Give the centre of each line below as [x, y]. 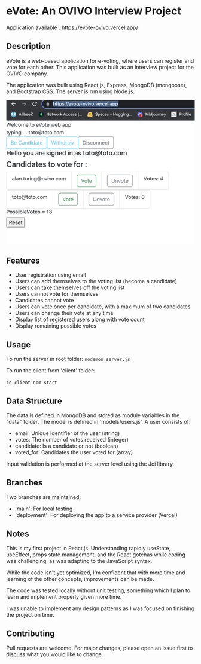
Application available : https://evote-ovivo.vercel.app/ [72, 27]
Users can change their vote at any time [64, 313]
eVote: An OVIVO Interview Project [94, 11]
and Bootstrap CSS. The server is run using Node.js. [71, 91]
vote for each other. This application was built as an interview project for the [100, 67]
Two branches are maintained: [44, 497]
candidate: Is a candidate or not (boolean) [66, 446]
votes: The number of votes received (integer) [71, 440]
